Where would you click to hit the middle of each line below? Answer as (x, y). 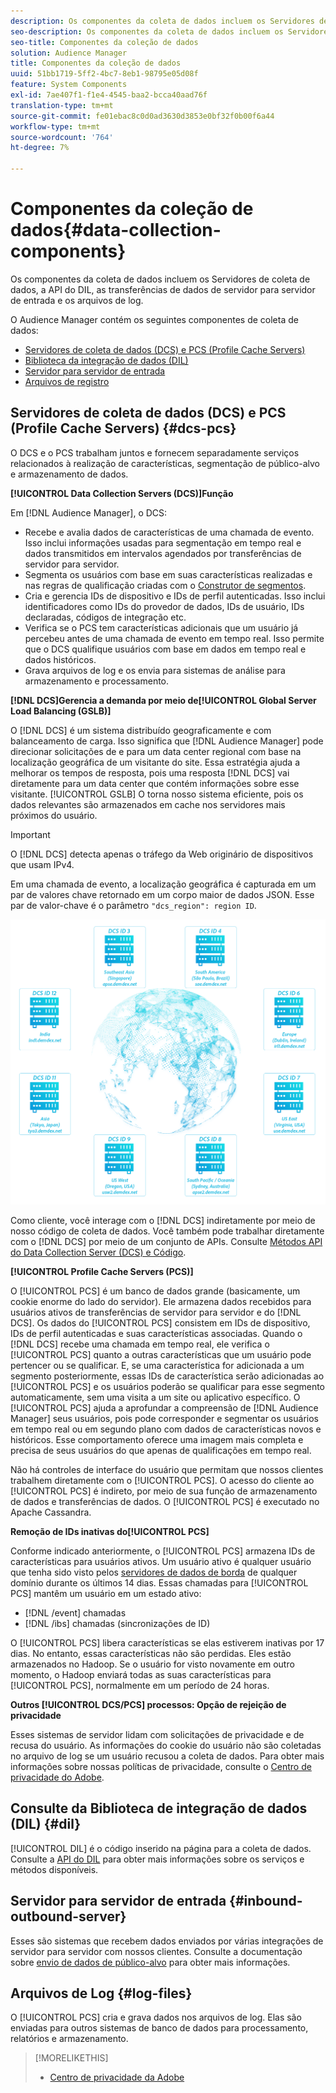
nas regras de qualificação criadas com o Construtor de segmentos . (165, 585)
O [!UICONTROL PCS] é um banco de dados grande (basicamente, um (155, 1291)
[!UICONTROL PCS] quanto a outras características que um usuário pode (161, 1354)
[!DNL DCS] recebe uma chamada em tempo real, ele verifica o (140, 1344)
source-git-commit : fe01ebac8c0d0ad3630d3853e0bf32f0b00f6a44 (142, 116)
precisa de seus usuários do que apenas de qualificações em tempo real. (161, 1450)
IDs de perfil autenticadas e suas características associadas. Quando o (156, 1333)
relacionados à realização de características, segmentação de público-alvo (165, 463)
